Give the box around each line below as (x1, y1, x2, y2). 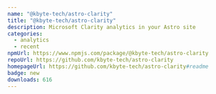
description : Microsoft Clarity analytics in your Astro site (7, 23, 196, 30)
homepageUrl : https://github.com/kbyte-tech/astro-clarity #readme (7, 63, 209, 70)
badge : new (7, 69, 40, 76)
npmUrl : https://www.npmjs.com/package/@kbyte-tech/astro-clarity (7, 50, 209, 57)
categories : (7, 30, 43, 37)
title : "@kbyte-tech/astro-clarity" (7, 17, 116, 24)
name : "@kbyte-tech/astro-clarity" (7, 10, 113, 18)
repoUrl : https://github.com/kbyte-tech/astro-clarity (7, 57, 174, 64)
